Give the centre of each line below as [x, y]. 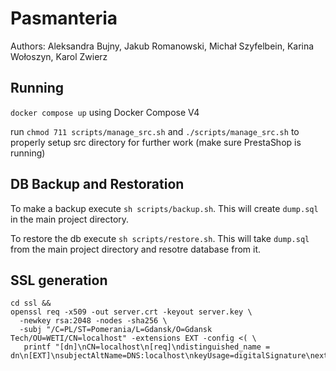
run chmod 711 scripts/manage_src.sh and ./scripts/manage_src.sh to [155, 131]
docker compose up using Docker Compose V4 [105, 112]
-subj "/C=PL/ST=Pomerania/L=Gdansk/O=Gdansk [116, 330]
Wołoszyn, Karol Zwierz [59, 56]
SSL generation [59, 280]
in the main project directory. [70, 219]
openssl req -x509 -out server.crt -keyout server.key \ [131, 312]
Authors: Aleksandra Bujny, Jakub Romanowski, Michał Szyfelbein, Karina [162, 46]
